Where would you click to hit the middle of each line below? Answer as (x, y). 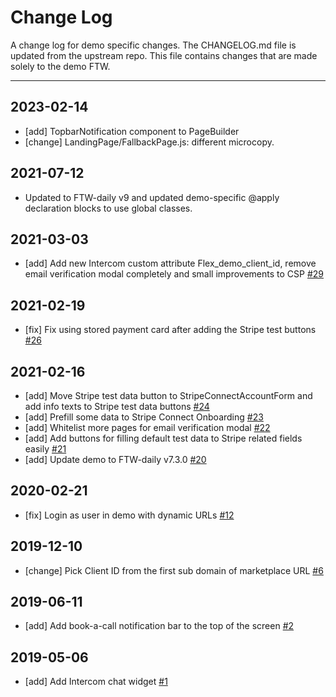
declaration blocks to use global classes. (108, 208)
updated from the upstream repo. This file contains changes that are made (164, 55)
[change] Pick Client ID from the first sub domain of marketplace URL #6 (174, 570)
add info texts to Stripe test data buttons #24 (117, 406)
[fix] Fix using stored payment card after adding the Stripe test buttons (170, 330)
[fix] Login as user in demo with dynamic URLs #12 (129, 515)
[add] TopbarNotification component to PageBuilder (132, 131)
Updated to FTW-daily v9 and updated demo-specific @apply (152, 197)
